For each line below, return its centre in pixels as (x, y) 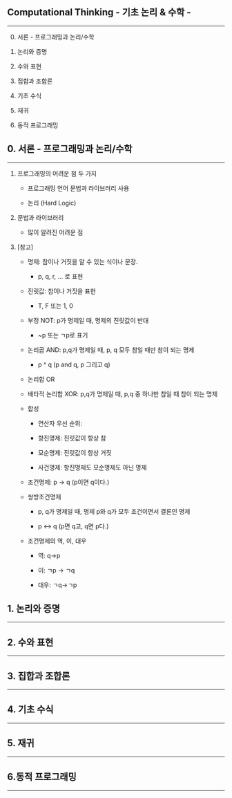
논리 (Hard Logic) (52, 203)
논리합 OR (41, 379)
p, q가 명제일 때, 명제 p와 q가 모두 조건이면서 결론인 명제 (114, 511)
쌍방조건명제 (44, 497)
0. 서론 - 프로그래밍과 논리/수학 (70, 149)
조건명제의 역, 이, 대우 (57, 541)
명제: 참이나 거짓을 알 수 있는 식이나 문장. (83, 261)
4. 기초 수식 (30, 710)
